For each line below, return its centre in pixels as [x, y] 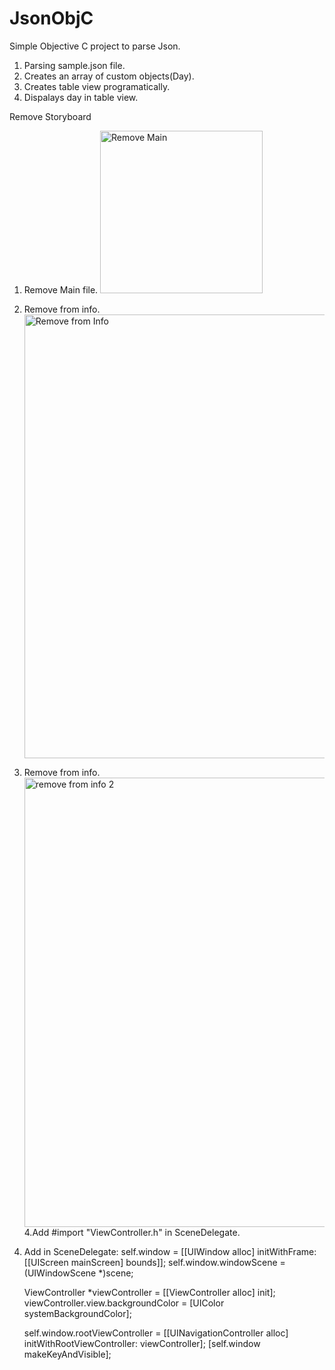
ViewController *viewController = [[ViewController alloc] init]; [149, 1292]
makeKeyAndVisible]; [67, 1354]
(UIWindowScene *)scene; [78, 1273]
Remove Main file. [61, 289]
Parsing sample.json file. [74, 65]
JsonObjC [51, 18]
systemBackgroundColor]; [77, 1313]
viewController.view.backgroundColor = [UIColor [124, 1303]
